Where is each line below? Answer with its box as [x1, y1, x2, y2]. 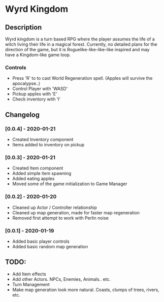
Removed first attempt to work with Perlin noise [12, 215, 109, 221]
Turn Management [12, 281, 50, 287]
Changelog [5, 110, 40, 119]
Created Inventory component [12, 136, 74, 142]
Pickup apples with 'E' [12, 91, 58, 97]
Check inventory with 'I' [12, 96, 61, 102]
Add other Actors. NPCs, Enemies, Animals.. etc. [12, 276, 111, 282]
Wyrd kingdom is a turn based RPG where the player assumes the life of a [5, 36, 155, 42]
